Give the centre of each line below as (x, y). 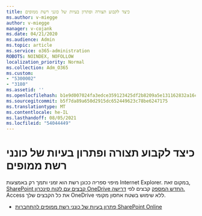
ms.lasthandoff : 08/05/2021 (41, 118)
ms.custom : (20, 73)
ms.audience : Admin (31, 40)
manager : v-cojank (29, 28)
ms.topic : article (29, 46)
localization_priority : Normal (45, 62)
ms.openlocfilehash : (32, 95)
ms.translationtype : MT (36, 106)
